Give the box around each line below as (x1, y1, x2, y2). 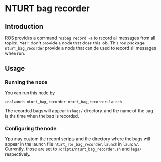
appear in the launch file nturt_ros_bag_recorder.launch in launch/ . (5, 141, 140, 147)
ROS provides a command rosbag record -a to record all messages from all (5, 35, 156, 41)
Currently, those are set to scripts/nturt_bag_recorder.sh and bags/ (5, 146, 142, 152)
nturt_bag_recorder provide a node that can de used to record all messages (5, 45, 156, 51)
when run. (5, 50, 25, 56)
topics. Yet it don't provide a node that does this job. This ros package (5, 40, 145, 46)
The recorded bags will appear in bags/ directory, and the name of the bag (5, 107, 153, 114)
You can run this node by (5, 90, 55, 96)
